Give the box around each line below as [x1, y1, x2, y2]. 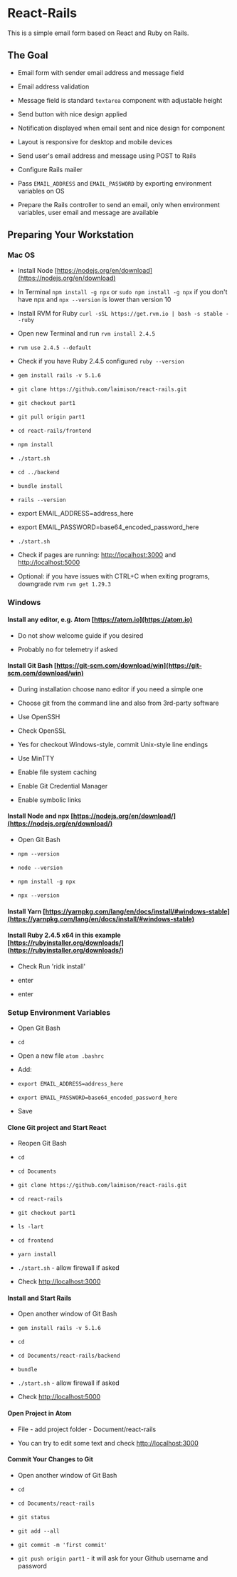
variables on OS [17, 186, 65, 195]
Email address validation [17, 82, 90, 91]
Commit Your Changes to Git [7, 1455, 94, 1463]
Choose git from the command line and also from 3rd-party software [17, 699, 219, 707]
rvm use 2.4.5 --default [17, 344, 92, 351]
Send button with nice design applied [17, 109, 127, 119]
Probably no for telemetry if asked [17, 645, 118, 654]
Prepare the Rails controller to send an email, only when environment [17, 200, 221, 209]
